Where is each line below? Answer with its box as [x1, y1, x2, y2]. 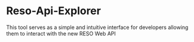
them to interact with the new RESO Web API [6, 30, 116, 37]
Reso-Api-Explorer [6, 4, 101, 18]
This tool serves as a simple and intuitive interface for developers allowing [6, 24, 189, 31]
